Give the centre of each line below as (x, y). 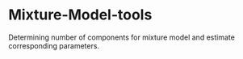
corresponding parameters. (54, 45)
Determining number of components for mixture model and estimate (122, 37)
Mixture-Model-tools (80, 15)
